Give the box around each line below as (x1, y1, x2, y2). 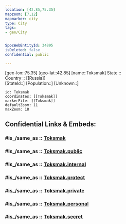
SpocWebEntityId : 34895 (5, 43, 54, 48)
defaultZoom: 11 (5, 102, 38, 108)
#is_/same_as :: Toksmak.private (5, 187, 85, 194)
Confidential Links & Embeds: (5, 120, 96, 129)
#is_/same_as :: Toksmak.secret (5, 213, 83, 220)
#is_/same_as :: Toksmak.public (5, 148, 83, 155)
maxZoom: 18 (5, 107, 29, 112)
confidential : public (5, 52, 49, 57)
